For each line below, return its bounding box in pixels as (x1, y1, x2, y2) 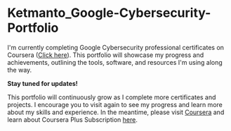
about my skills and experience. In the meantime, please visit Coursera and (7, 108, 225, 116)
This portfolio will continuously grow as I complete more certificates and (7, 93, 216, 101)
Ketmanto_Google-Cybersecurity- (7, 5, 211, 21)
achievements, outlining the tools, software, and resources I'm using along (7, 58, 223, 66)
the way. (7, 65, 32, 74)
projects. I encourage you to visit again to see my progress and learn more (7, 100, 223, 108)
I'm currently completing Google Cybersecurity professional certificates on (7, 43, 225, 51)
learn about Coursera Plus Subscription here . (7, 115, 138, 124)
